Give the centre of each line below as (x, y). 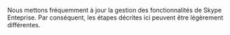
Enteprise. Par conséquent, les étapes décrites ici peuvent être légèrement (115, 17)
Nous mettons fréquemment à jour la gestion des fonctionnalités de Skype (115, 10)
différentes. (24, 25)
